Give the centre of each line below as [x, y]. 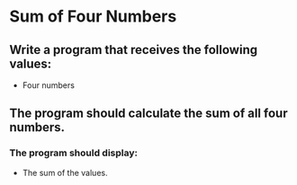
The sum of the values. [65, 172]
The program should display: [73, 153]
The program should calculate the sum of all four [148, 114]
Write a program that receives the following [134, 50]
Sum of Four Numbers [93, 17]
